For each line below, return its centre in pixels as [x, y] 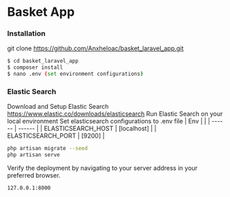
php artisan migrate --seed [48, 149]
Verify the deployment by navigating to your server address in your [103, 168]
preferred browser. [34, 176]
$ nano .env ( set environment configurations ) [75, 74]
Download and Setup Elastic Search [58, 107]
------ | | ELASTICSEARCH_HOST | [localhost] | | [87, 129]
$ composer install [35, 68]
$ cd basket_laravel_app [43, 61]
